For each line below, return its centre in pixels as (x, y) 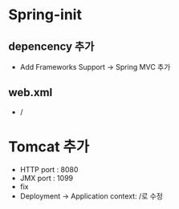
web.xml (31, 92)
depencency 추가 (51, 46)
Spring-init (45, 15)
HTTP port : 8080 (49, 169)
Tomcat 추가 (49, 147)
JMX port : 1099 (47, 178)
